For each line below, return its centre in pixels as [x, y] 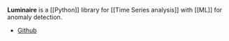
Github [27, 30]
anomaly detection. [35, 17]
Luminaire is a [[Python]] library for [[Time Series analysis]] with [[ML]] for [115, 10]
